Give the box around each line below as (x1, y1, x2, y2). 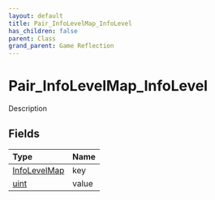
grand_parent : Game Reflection (8, 42, 114, 50)
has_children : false (8, 27, 79, 35)
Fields (8, 127, 41, 141)
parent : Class (8, 34, 57, 43)
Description (8, 104, 47, 113)
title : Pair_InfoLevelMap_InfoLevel (8, 19, 132, 28)
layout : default (8, 11, 63, 20)
